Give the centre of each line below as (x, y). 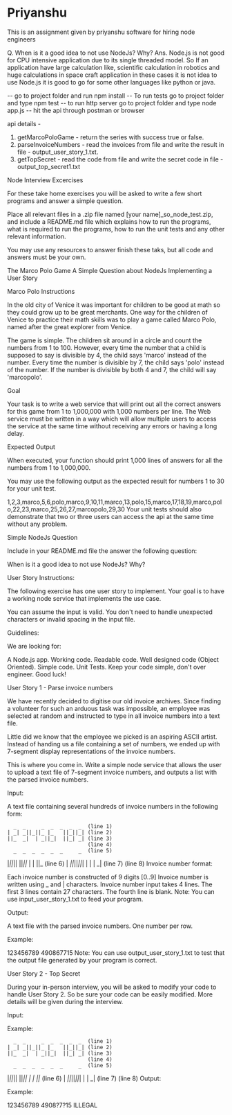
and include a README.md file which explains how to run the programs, (109, 221)
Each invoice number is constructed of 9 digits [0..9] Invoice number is (108, 877)
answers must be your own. (47, 257)
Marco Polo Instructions (41, 291)
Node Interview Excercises (45, 180)
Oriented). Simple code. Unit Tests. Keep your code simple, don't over (107, 667)
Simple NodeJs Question (42, 537)
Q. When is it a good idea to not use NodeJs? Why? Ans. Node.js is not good (116, 53)
